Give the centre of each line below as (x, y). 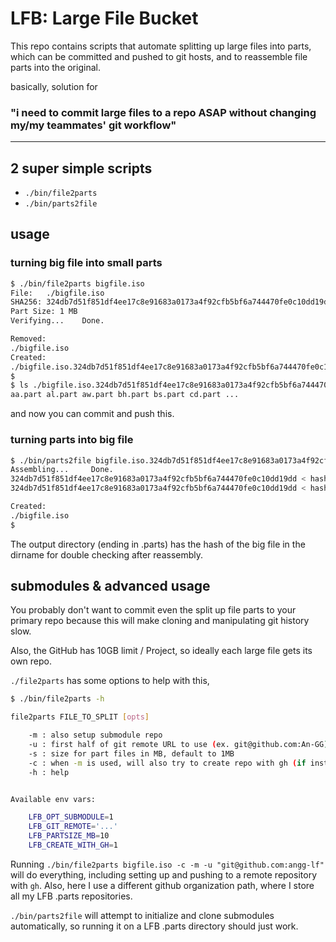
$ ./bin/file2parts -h (57, 699)
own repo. (31, 661)
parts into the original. (55, 67)
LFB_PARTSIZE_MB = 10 (69, 836)
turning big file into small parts (86, 263)
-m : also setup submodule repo (95, 735)
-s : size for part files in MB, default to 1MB (131, 753)
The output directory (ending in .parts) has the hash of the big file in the (158, 544)
